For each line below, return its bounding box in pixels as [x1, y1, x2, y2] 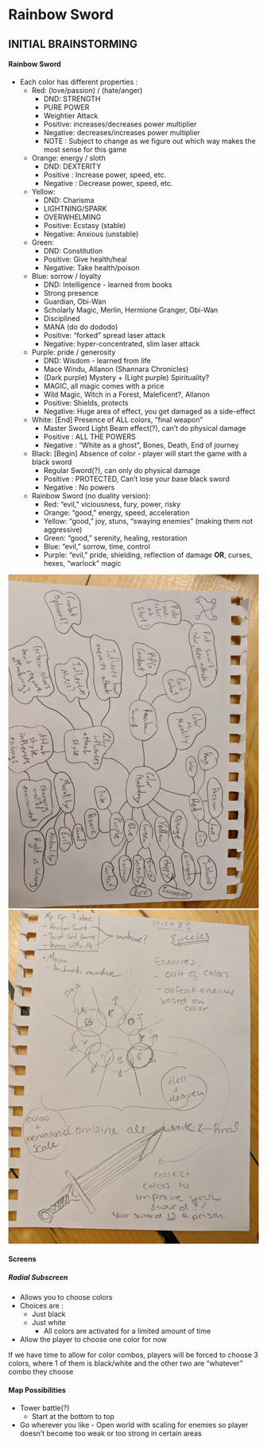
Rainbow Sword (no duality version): [31, 490, 151, 500]
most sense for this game [43, 145, 127, 154]
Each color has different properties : [19, 77, 138, 87]
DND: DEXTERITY [43, 161, 102, 171]
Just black [31, 1309, 66, 1319]
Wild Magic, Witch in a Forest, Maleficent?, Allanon [43, 390, 211, 399]
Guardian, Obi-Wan [43, 297, 106, 306]
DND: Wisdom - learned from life [43, 355, 151, 365]
